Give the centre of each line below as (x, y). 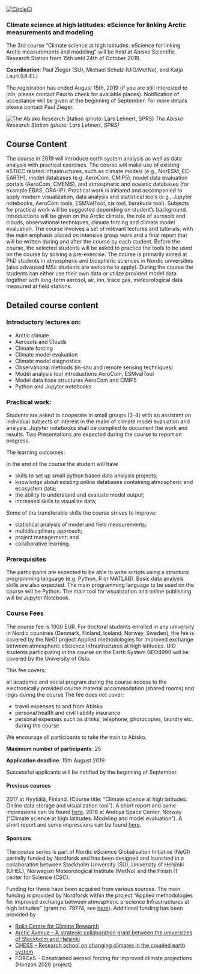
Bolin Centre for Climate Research (57, 927)
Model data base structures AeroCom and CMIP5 (76, 380)
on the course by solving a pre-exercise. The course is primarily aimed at (97, 254)
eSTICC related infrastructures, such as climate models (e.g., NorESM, (93, 171)
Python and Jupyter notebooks (53, 386)
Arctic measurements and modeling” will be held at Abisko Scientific (91, 52)
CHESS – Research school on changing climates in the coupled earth (100, 945)
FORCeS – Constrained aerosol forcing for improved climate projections (103, 958)
